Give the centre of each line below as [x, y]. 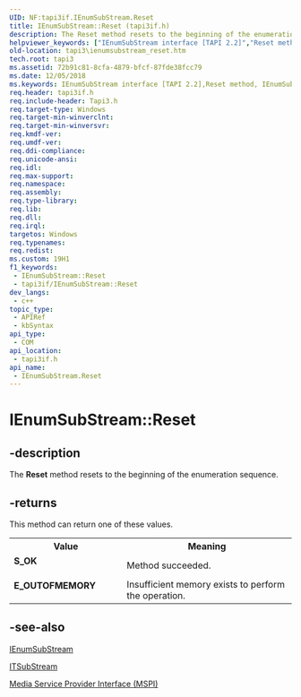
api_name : [28, 367]
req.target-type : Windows [57, 109]
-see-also [37, 628]
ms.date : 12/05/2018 [48, 76]
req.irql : [28, 226]
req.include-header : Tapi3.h [64, 101]
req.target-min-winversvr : [60, 126]
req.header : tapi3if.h [52, 92]
